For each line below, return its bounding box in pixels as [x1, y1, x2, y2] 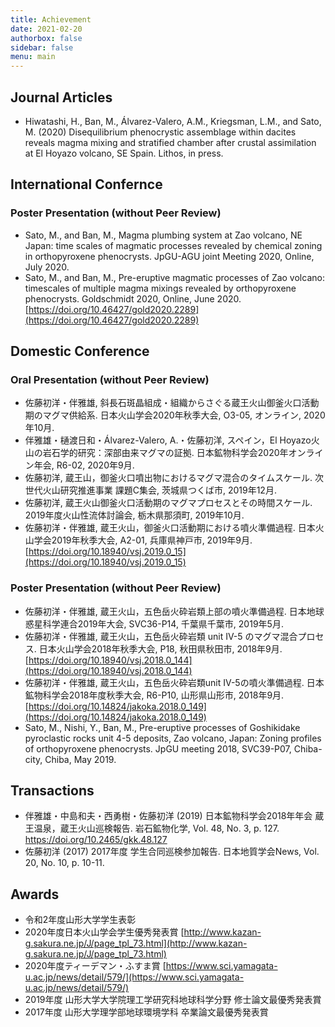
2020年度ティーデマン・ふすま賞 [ [24, 960, 167, 972]
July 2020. [24, 261, 70, 273]
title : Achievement [10, 14, 92, 25]
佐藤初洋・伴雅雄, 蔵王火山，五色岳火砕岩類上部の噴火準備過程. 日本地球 [24, 605, 325, 617]
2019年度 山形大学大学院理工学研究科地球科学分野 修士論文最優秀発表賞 [24, 994, 322, 1006]
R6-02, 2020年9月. [56, 459, 135, 471]
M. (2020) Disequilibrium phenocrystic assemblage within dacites [24, 126, 297, 138]
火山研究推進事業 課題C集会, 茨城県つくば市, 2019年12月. [42, 484, 277, 496]
